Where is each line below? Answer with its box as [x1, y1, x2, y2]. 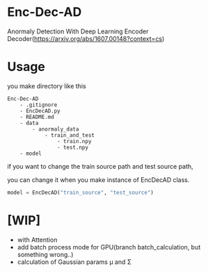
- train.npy [56, 138, 92, 144]
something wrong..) [17, 250, 74, 258]
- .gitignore [19, 101, 58, 108]
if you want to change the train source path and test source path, [7, 162, 193, 170]
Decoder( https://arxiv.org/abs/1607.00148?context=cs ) [7, 34, 165, 42]
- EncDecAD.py [19, 107, 61, 115]
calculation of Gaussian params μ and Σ [17, 258, 132, 266]
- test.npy [56, 144, 89, 151]
